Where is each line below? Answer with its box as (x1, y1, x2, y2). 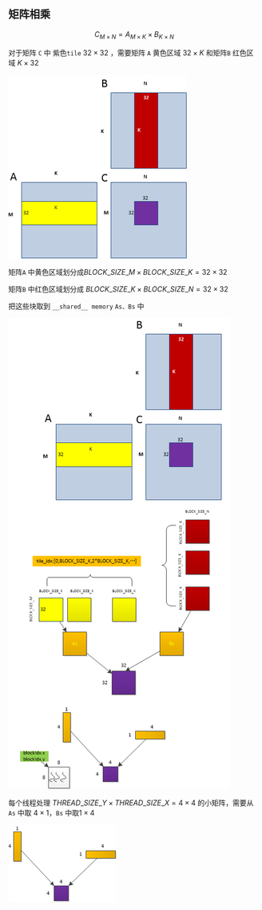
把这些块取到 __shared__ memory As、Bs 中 (8, 301, 145, 311)
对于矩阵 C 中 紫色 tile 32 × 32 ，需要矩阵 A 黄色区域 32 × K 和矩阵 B (8, 47, 232, 58)
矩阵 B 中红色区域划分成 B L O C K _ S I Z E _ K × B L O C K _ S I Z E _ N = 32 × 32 (8, 284, 229, 294)
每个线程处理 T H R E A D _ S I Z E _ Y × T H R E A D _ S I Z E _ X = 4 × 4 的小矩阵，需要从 (8, 798, 254, 807)
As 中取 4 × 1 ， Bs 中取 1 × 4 (8, 807, 95, 817)
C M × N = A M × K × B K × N (94, 29, 174, 41)
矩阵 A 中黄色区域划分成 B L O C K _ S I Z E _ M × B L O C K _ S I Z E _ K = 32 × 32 (8, 267, 228, 276)
